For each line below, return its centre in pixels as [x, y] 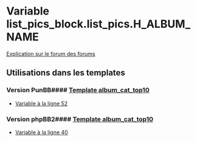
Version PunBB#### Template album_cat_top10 [78, 90]
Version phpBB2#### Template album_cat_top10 [80, 119]
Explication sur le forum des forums [51, 53]
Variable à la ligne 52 [41, 103]
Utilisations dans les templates [66, 73]
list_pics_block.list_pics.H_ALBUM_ [98, 24]
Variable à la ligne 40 [41, 132]
